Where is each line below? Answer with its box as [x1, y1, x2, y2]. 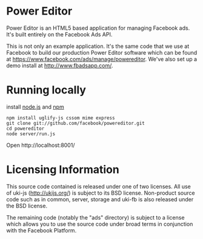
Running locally [6, 83, 87, 97]
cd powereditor [6, 126, 45, 132]
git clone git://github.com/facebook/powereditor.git [6, 120, 145, 126]
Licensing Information [6, 163, 119, 177]
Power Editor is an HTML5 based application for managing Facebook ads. [6, 24, 190, 32]
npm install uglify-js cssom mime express [6, 115, 115, 121]
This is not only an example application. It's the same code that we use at [6, 42, 190, 50]
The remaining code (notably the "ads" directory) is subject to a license [6, 214, 185, 221]
